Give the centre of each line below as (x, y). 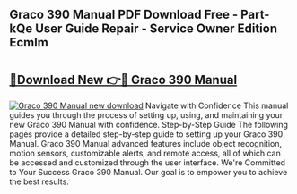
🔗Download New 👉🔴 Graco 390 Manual (123, 80)
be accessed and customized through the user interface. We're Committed (147, 163)
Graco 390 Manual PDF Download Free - (124, 15)
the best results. (39, 181)
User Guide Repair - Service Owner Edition (156, 29)
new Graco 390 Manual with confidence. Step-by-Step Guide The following (149, 125)
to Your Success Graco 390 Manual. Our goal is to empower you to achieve (148, 172)
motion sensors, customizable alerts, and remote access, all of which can (145, 153)
